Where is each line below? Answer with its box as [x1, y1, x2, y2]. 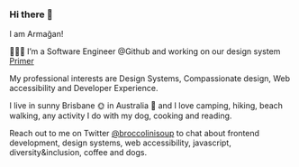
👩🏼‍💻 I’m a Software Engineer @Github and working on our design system [9, 46, 281, 57]
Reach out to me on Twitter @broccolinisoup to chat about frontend [9, 128, 259, 139]
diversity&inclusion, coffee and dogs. [9, 147, 147, 158]
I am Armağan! [9, 29, 64, 40]
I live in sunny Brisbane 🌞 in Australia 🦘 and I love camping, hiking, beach [9, 100, 284, 111]
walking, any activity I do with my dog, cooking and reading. [9, 110, 232, 121]
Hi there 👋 [9, 8, 54, 21]
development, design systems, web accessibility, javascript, [9, 137, 231, 148]
